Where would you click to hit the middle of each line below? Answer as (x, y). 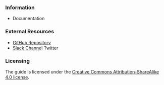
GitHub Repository (32, 42)
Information (20, 8)
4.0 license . (17, 77)
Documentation (29, 19)
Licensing (18, 61)
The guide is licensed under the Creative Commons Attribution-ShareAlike (82, 71)
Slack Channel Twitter (35, 48)
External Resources (30, 32)
